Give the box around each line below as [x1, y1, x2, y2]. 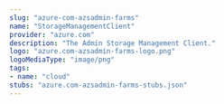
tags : [9, 64, 30, 73]
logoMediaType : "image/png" [9, 55, 116, 64]
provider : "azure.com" [9, 30, 95, 39]
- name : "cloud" [9, 72, 70, 81]
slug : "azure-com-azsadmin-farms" [9, 13, 140, 23]
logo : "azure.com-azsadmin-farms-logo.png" [9, 47, 176, 56]
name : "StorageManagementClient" [9, 22, 135, 31]
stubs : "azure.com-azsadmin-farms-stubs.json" [9, 80, 188, 90]
